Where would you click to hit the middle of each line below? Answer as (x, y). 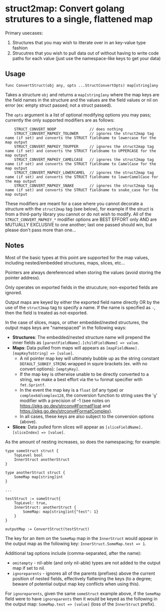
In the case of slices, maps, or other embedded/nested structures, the (77, 322)
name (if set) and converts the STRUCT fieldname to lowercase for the (81, 138)
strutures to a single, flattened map (79, 19)
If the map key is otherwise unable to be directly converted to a (84, 374)
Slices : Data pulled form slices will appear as (58, 427)
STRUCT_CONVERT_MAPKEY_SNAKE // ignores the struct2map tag (84, 186)
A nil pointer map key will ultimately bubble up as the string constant (89, 358)
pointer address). (23, 277)
